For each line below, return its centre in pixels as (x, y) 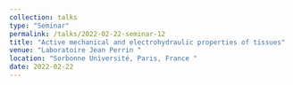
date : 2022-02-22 (42, 67)
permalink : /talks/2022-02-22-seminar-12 (88, 34)
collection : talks (43, 17)
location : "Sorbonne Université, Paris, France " (104, 58)
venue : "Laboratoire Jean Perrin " (75, 50)
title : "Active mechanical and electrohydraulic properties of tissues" (147, 42)
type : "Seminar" (39, 26)
